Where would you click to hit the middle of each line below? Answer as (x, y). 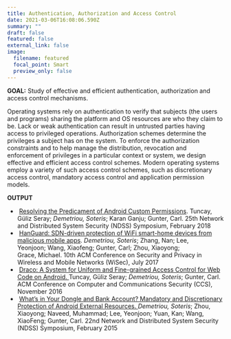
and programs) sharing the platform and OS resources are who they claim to (115, 118)
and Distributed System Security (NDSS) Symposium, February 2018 (114, 226)
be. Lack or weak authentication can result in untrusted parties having (106, 126)
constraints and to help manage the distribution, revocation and (97, 148)
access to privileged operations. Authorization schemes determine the (107, 133)
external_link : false (38, 45)
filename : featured (41, 58)
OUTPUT (20, 197)
